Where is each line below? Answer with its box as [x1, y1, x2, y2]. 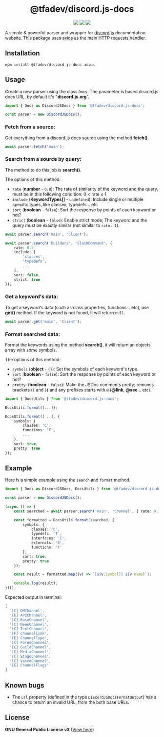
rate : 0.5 [14, 245, 34, 250]
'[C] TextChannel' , [9, 626, 49, 632]
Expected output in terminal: [5, 594, 62, 600]
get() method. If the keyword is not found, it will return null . [5, 310, 125, 316]
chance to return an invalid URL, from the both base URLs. [12, 699, 129, 705]
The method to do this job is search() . [5, 167, 82, 172]
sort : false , [14, 272, 41, 277]
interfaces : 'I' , [31, 536, 67, 541]
